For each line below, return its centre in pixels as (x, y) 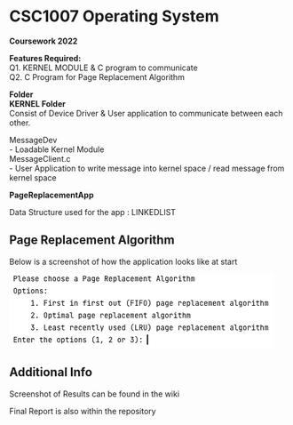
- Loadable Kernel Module (57, 149)
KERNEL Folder (38, 103)
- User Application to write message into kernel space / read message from (147, 168)
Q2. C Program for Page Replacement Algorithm (97, 76)
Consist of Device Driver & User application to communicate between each (146, 113)
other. (20, 123)
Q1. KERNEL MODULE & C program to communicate (103, 68)
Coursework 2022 (44, 41)
